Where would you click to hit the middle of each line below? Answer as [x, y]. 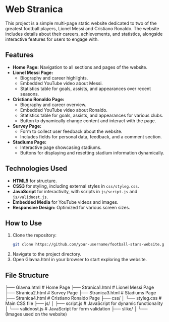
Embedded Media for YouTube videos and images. [65, 202]
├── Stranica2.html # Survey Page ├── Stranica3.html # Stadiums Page [81, 293]
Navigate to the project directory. [47, 254]
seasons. [30, 94]
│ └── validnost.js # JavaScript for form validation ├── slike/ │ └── [76, 309]
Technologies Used [36, 169]
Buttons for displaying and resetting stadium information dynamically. [92, 152]
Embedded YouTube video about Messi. [62, 83]
